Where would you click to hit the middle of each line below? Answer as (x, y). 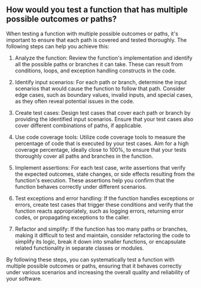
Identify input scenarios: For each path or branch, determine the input (101, 82)
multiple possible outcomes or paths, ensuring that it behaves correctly (94, 266)
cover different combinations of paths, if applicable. (78, 125)
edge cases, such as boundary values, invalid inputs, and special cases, (104, 94)
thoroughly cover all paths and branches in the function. (84, 156)
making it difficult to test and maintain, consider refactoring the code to (102, 235)
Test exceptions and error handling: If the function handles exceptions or (104, 198)
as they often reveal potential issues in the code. (74, 101)
